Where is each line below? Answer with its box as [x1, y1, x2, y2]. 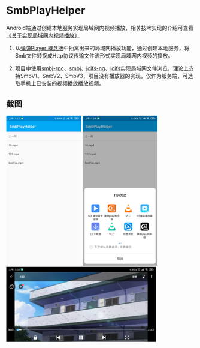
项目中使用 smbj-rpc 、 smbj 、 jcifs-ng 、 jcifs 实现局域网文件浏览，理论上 [14, 64, 189, 72]
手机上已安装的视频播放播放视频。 [20, 79, 105, 87]
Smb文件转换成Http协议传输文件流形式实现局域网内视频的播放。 [14, 52, 174, 59]
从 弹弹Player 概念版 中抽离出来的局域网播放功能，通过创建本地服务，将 [14, 44, 190, 52]
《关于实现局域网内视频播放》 [6, 31, 80, 39]
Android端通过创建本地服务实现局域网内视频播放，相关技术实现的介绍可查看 [6, 24, 193, 31]
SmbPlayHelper [6, 4, 86, 17]
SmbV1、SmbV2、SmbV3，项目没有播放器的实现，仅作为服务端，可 [20, 72, 188, 79]
